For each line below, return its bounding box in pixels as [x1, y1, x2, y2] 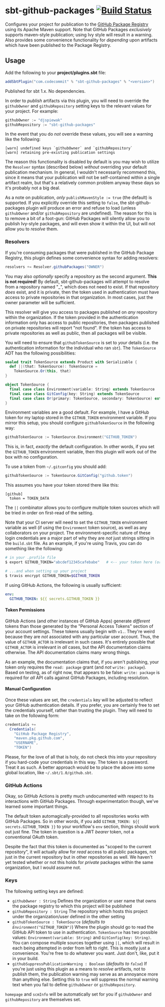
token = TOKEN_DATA [9, 496, 50, 501]
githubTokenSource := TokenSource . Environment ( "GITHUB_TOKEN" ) [5, 434, 137, 440]
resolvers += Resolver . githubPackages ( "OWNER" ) [5, 264, 105, 269]
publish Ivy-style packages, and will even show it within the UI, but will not [5, 221, 156, 227]
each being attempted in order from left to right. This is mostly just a [12, 945, 150, 951]
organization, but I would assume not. [5, 864, 82, 870]
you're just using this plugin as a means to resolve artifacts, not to [12, 966, 146, 971]
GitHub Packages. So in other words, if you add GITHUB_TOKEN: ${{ [5, 819, 140, 825]
